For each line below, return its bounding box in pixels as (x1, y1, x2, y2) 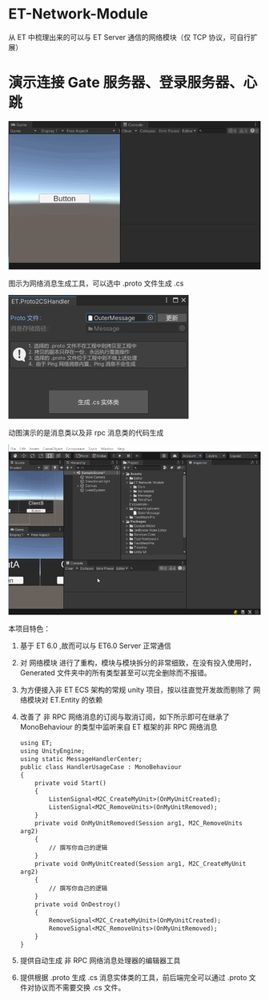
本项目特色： (8, 623, 50, 634)
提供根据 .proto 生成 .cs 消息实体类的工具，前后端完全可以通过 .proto (19, 972, 247, 982)
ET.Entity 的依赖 (50, 694, 103, 704)
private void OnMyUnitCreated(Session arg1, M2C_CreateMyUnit (34, 860, 247, 868)
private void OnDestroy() (34, 900, 122, 909)
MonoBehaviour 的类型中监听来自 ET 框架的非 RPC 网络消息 (19, 722, 218, 731)
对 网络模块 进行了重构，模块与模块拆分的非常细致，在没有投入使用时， (19, 658, 256, 667)
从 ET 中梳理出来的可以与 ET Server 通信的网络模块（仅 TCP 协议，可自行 (8, 32, 251, 42)
